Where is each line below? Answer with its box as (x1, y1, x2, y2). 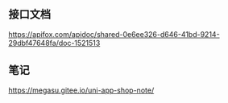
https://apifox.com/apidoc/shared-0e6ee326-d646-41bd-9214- (8, 29, 220, 39)
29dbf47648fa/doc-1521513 (8, 38, 101, 47)
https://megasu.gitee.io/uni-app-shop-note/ (8, 85, 155, 95)
